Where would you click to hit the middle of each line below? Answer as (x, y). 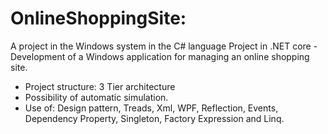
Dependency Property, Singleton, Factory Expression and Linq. (154, 118)
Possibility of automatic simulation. (96, 97)
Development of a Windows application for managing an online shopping (160, 56)
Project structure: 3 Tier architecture (100, 86)
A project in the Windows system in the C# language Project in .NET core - (164, 46)
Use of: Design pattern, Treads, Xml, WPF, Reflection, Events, (151, 108)
